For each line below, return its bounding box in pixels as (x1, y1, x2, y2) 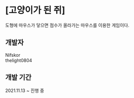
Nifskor (5, 52, 21, 58)
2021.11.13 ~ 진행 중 (5, 87, 44, 93)
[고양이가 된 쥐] (5, 5, 65, 16)
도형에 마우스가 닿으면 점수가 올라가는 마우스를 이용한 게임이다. (5, 22, 130, 28)
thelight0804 (5, 57, 32, 63)
